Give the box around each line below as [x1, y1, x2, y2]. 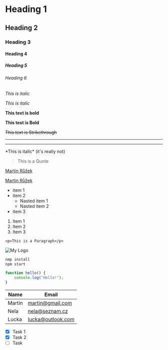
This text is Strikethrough [5, 129, 57, 135]
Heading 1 [5, 4, 47, 15]
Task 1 [12, 329, 26, 335]
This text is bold [5, 110, 39, 116]
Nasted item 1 [19, 198, 48, 204]
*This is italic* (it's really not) [5, 148, 65, 154]
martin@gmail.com [27, 299, 72, 306]
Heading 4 [5, 51, 27, 57]
